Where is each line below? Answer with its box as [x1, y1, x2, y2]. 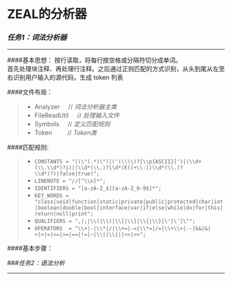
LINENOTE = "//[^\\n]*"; [34, 177, 106, 185]
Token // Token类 [34, 128, 97, 137]
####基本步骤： [7, 244, 53, 253]
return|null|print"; [34, 211, 94, 217]
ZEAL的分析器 [7, 6, 88, 22]
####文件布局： [7, 88, 53, 97]
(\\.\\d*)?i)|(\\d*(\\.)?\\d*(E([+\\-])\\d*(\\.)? [34, 164, 184, 171]
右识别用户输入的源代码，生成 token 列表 [7, 73, 124, 81]
